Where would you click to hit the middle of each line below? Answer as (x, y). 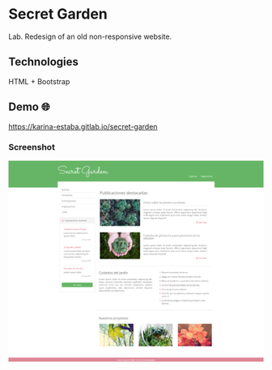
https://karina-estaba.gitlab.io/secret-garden (83, 126)
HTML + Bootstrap (39, 81)
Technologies (44, 62)
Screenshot (32, 147)
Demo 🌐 (29, 107)
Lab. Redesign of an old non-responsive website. (90, 36)
